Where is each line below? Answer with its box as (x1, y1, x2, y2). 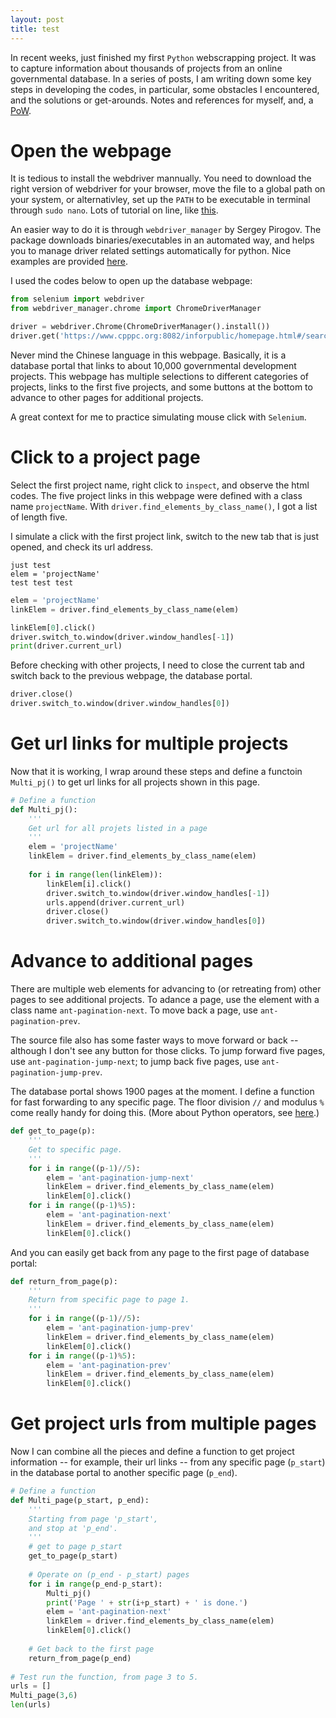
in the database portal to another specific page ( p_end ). (10, 1467, 238, 1479)
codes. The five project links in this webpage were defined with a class (10, 489, 303, 501)
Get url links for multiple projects (10, 732, 289, 755)
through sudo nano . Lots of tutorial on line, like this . (10, 204, 219, 216)
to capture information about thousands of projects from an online (10, 62, 283, 74)
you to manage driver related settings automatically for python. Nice (10, 245, 292, 257)
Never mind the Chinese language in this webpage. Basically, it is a (10, 349, 287, 361)
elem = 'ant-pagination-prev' (46, 1360, 172, 1370)
